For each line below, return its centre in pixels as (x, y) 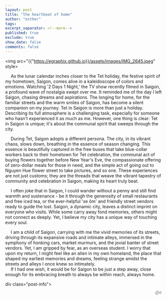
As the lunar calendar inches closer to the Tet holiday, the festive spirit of (85, 76)
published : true (22, 33)
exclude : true (20, 38)
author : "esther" (23, 19)
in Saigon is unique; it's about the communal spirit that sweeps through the (82, 124)
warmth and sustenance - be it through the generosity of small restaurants (82, 196)
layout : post (19, 10)
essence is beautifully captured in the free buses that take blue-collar (76, 149)
